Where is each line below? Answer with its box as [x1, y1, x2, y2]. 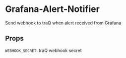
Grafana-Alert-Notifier [5, 3, 100, 15]
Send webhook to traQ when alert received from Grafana [5, 20, 122, 26]
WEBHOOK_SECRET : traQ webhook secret [5, 47, 82, 53]
